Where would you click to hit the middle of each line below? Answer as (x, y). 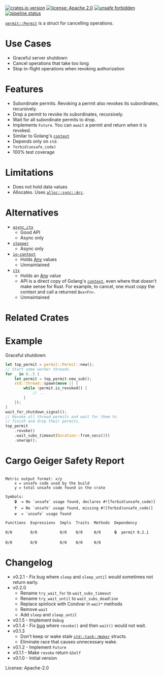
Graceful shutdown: (26, 355)
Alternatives (32, 213)
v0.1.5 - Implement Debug (38, 620)
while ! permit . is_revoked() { (55, 388)
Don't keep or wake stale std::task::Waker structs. (73, 636)
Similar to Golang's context (41, 136)
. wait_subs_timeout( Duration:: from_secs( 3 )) (62, 436)
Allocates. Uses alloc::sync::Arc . (48, 192)
